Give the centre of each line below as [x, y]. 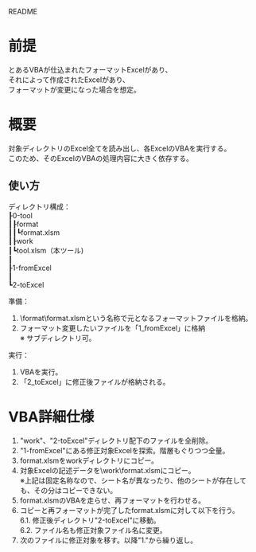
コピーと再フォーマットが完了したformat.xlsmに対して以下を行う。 [130, 510]
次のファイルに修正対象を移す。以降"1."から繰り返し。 [109, 540]
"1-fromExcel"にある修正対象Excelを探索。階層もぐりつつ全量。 [124, 450]
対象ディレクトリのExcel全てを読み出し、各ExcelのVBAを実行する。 [120, 148]
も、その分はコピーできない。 [68, 490]
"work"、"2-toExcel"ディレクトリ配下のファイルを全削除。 [116, 440]
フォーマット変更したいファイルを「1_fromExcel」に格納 [112, 328]
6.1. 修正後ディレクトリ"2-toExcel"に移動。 [90, 520]
